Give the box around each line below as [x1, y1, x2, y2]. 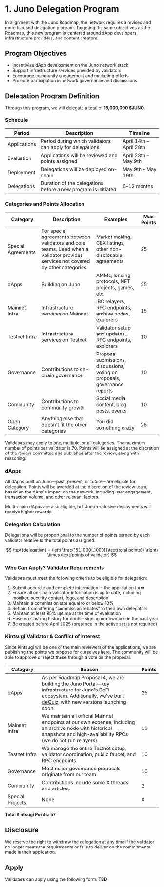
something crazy [96, 424, 135, 431]
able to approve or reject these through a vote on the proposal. [5, 654, 131, 660]
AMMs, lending [96, 272, 131, 279]
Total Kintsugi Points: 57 [5, 812, 56, 818]
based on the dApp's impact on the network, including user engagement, [5, 489, 152, 495]
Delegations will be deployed [41, 166, 107, 173]
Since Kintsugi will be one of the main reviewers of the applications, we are [5, 644, 156, 650]
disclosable [96, 252, 123, 259]
